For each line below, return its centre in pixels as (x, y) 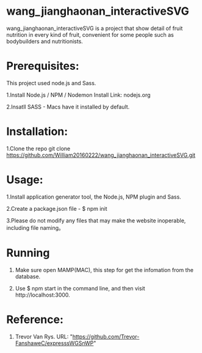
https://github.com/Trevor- (106, 336)
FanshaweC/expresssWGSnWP (54, 343)
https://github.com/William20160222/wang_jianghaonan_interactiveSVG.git (101, 155)
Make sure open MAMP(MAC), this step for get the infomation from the (104, 270)
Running (28, 253)
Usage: (25, 180)
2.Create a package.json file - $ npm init (57, 208)
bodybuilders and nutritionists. (45, 41)
